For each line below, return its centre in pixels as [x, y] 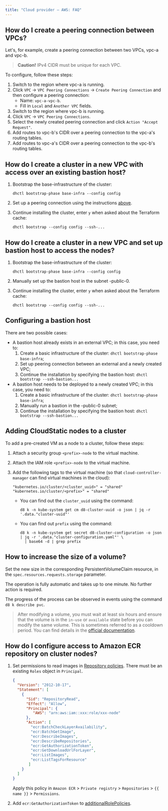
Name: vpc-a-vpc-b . [40, 100]
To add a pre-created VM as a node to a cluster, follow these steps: [75, 443]
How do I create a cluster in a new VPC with [74, 164]
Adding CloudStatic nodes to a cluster [66, 431]
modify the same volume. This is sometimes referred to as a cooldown [90, 625]
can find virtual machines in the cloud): [70, 478]
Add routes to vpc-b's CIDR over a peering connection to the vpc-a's [84, 133]
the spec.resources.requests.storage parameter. [56, 574]
